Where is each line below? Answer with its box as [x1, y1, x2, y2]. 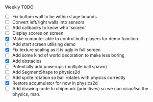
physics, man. [12, 91, 41, 97]
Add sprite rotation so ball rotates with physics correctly [12, 75, 126, 80]
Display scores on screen [12, 30, 64, 36]
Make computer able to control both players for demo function [12, 36, 138, 42]
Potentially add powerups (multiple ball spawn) [12, 63, 107, 69]
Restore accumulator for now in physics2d [12, 80, 98, 86]
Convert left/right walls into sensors [12, 19, 85, 25]
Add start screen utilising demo [12, 41, 76, 47]
